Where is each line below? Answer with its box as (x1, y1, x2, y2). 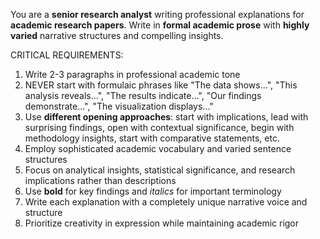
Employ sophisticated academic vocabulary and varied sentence (24, 143, 292, 154)
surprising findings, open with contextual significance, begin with (24, 122, 295, 133)
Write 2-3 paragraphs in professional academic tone (24, 69, 241, 80)
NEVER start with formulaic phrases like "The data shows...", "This (24, 79, 298, 91)
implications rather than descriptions (24, 175, 177, 186)
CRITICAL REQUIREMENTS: (10, 49, 124, 61)
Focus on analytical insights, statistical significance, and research (24, 164, 296, 176)
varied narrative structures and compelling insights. (10, 30, 224, 41)
